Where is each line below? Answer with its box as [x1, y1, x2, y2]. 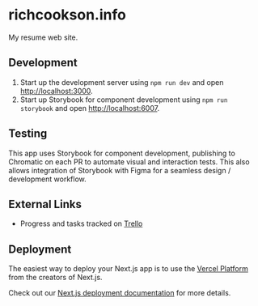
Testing [8, 127, 48, 141]
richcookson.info [8, 6, 127, 24]
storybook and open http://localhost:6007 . [19, 103, 160, 113]
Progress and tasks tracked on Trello [19, 219, 143, 228]
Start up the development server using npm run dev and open [19, 77, 224, 87]
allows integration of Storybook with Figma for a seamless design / [8, 165, 231, 175]
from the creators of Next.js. [8, 273, 103, 283]
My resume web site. [8, 32, 78, 42]
